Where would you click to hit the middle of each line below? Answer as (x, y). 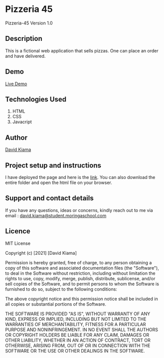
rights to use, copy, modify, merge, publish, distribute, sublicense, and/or (80, 278)
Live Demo (16, 84)
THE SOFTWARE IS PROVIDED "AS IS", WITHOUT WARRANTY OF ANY (78, 314)
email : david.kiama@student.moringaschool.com (56, 215)
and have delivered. (25, 56)
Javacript (22, 122)
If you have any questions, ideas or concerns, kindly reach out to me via (79, 210)
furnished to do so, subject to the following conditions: (61, 289)
